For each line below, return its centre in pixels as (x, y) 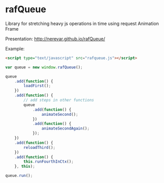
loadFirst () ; (37, 86)
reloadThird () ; (40, 147)
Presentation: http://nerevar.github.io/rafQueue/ (55, 39)
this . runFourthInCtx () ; (48, 162)
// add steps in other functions (59, 100)
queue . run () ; (19, 176)
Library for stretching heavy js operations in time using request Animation (82, 23)
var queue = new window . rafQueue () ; (44, 67)
